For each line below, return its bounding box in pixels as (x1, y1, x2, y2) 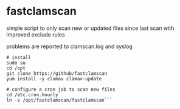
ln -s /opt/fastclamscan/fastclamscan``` (6, 97, 113, 103)
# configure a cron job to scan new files (6, 86, 116, 93)
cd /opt (6, 65, 26, 71)
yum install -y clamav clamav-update (6, 76, 102, 82)
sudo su (6, 60, 26, 66)
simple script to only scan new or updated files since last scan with (6, 24, 175, 32)
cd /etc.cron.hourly (6, 91, 59, 98)
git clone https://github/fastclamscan (6, 70, 108, 77)
